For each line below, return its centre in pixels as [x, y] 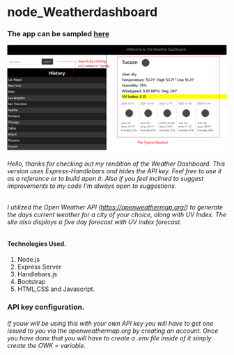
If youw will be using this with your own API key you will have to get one [110, 324]
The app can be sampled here [58, 34]
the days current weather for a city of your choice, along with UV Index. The [117, 215]
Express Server [39, 267]
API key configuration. [46, 307]
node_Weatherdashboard [83, 12]
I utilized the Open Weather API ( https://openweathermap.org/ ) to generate [115, 207]
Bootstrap [31, 281]
